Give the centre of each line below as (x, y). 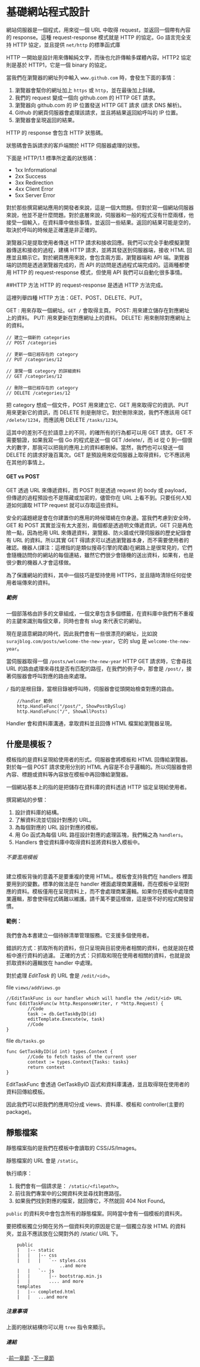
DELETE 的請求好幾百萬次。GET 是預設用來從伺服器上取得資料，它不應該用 (98, 455)
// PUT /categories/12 (34, 359)
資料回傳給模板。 (27, 1092)
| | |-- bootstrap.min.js (60, 1276)
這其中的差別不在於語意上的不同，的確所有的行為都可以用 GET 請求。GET (96, 432)
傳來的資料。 (37, 583)
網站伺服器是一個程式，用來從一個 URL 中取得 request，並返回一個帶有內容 (99, 30)
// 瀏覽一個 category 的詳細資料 (44, 371)
